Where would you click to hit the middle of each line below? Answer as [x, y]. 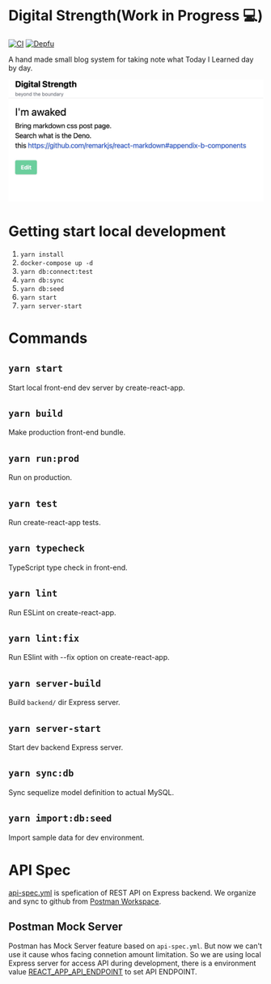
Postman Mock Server [66, 926]
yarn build [36, 413]
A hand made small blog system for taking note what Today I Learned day [131, 59]
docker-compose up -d [56, 263]
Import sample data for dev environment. [76, 837]
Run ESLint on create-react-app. [62, 612]
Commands [48, 338]
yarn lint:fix [44, 639]
